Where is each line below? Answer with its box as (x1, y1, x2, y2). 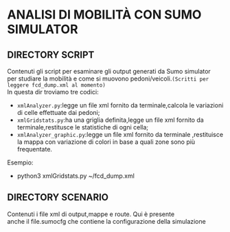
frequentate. (16, 145, 53, 153)
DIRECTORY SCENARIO (7, 191, 108, 203)
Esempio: (7, 158, 34, 167)
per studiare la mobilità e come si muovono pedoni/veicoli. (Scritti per (7, 74, 209, 83)
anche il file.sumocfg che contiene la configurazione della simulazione (7, 217, 206, 225)
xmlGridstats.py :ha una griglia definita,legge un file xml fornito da (16, 116, 204, 124)
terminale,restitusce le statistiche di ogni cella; (16, 123, 149, 131)
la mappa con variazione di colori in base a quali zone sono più (16, 138, 196, 146)
